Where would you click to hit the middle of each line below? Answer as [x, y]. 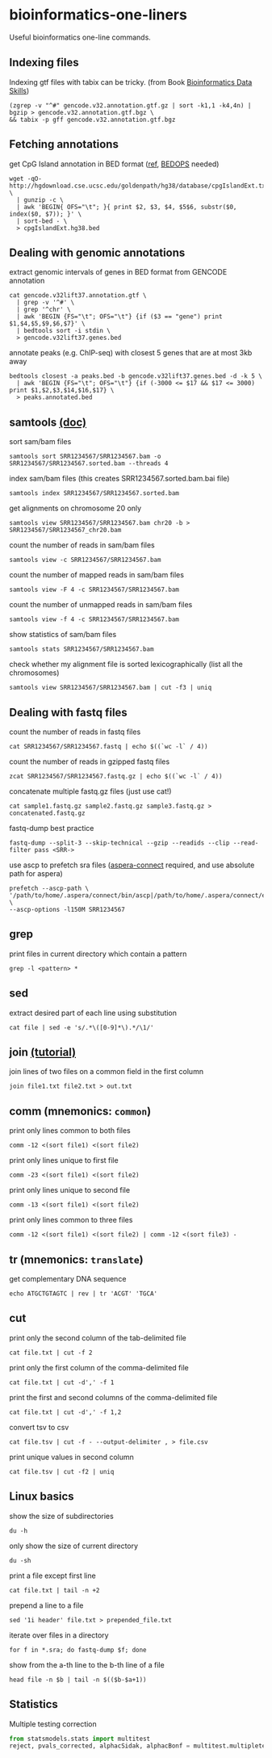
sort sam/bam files [40, 442]
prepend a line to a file [46, 1605]
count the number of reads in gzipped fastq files [90, 762]
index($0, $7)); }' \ [46, 214]
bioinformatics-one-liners [98, 15]
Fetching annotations [64, 144]
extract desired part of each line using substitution [93, 1013]
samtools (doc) [48, 422]
